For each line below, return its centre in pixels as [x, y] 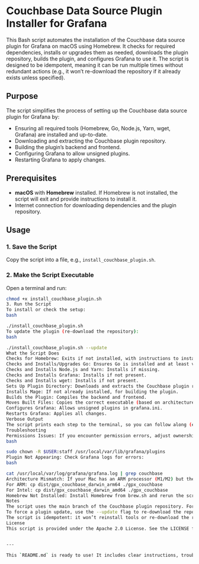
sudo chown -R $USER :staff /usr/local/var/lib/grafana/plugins [86, 452]
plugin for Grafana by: [33, 117]
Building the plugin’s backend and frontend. [68, 147]
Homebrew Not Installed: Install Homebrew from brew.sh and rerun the [95, 495]
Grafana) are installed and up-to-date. [61, 134]
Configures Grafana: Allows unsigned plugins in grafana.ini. [84, 408]
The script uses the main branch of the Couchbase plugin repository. [95, 507]
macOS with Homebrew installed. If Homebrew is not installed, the [96, 192]
